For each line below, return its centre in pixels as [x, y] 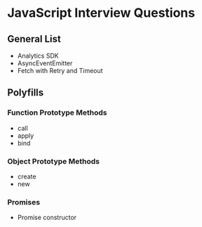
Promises [24, 202]
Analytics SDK [38, 56]
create [27, 176]
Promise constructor [47, 218]
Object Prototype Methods [54, 161]
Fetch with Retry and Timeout [60, 71]
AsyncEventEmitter [45, 63]
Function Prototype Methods [57, 112]
